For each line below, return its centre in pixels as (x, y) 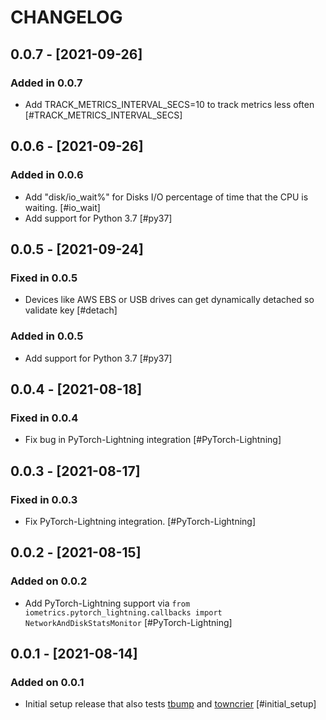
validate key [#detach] (71, 310)
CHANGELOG (66, 17)
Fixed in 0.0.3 (44, 499)
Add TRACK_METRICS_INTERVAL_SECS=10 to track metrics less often (169, 104)
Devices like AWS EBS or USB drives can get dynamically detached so (169, 300)
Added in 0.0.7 (46, 83)
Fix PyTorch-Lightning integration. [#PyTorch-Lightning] (140, 521)
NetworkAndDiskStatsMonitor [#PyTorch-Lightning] (128, 622)
